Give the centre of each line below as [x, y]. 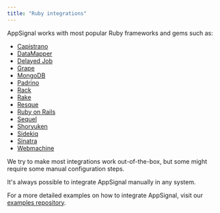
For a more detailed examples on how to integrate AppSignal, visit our [105, 195]
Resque [28, 104]
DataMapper [35, 53]
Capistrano [32, 46]
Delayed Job [35, 61]
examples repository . [37, 202]
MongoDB [31, 75]
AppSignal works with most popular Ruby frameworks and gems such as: [110, 33]
